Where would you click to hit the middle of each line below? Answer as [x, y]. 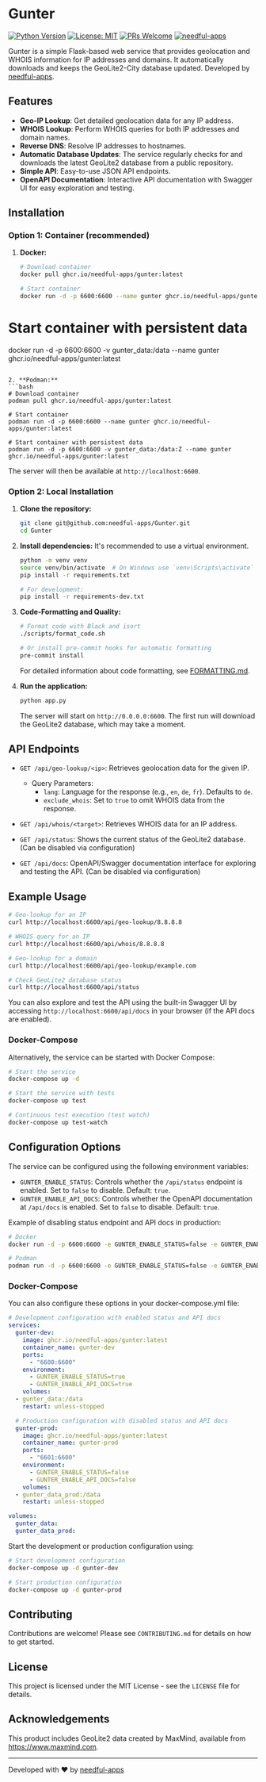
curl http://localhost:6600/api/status [74, 987]
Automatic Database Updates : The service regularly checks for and [131, 154]
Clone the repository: [55, 509]
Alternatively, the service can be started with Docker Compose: [112, 1057]
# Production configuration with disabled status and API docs [122, 1420]
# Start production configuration [65, 1582]
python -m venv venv [53, 560]
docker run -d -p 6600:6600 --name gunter [91, 297]
